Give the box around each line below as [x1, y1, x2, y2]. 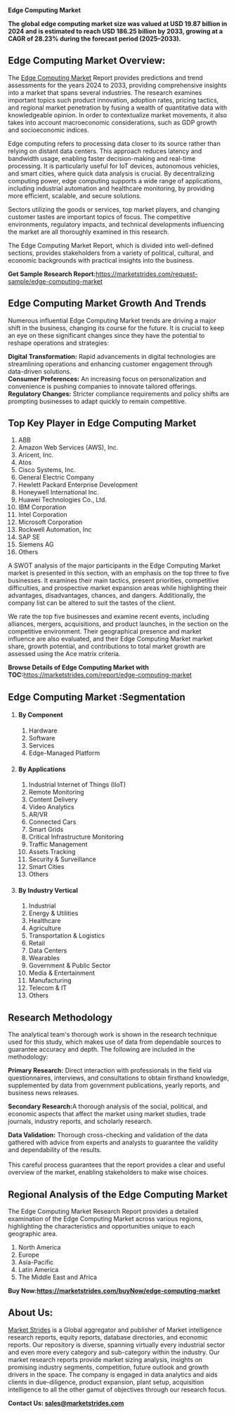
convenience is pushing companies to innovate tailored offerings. [8, 382, 197, 391]
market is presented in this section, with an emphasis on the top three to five [8, 569, 230, 577]
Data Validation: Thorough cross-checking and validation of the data [8, 1131, 208, 1139]
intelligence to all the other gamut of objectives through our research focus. [8, 1385, 227, 1394]
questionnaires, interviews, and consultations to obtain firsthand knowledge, [8, 1074, 229, 1082]
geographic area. [8, 1229, 58, 1238]
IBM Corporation [18, 503, 67, 511]
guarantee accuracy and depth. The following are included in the [8, 1045, 195, 1054]
